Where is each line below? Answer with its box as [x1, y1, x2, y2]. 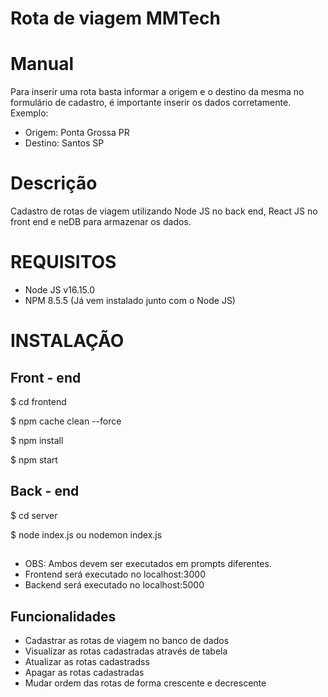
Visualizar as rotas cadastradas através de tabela [24, 645, 228, 657]
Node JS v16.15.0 [24, 284, 96, 296]
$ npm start [10, 454, 58, 466]
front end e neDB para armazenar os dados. [10, 216, 192, 228]
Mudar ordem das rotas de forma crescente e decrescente [24, 677, 267, 689]
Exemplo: [10, 107, 49, 119]
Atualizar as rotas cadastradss [24, 656, 150, 668]
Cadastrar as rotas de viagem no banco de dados [24, 635, 230, 647]
